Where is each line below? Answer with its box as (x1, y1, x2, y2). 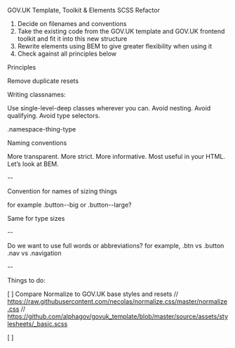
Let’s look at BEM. (7, 160, 59, 168)
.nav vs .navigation (7, 249, 62, 257)
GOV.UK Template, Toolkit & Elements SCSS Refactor (7, 6, 160, 14)
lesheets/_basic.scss (7, 320, 68, 328)
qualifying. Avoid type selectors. (7, 112, 100, 120)
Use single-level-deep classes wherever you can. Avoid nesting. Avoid (7, 104, 211, 112)
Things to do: (7, 276, 46, 284)
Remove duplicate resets (7, 77, 79, 85)
